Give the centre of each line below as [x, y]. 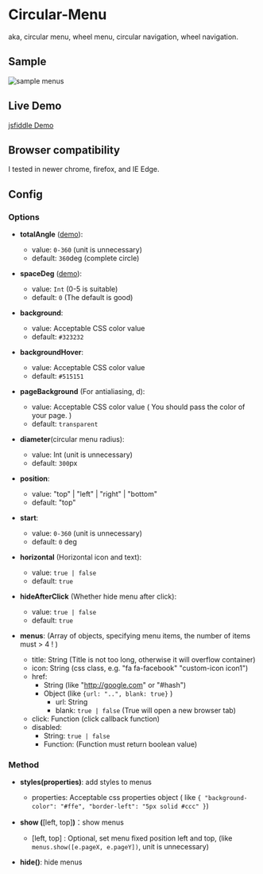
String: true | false [77, 736]
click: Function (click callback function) [96, 719]
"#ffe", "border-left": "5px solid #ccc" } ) [134, 806]
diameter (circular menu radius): [72, 439]
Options [24, 217]
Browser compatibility [64, 150]
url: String [72, 702]
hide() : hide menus [51, 862]
